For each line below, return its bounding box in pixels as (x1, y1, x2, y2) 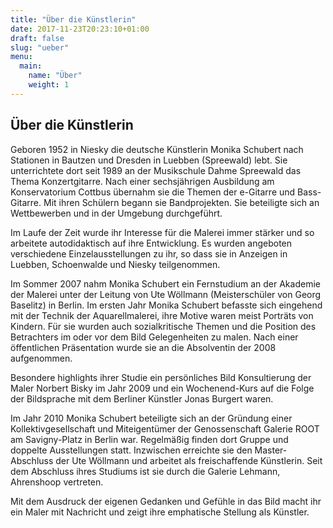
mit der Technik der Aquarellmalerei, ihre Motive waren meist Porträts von (10, 309, 314, 321)
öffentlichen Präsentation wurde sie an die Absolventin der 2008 (10, 341, 277, 353)
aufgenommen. (10, 352, 73, 364)
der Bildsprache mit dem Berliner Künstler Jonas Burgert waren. (10, 392, 274, 405)
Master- (254, 444, 288, 456)
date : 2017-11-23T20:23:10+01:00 (10, 24, 150, 34)
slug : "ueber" (10, 42, 70, 53)
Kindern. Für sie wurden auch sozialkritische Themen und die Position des (10, 320, 317, 332)
